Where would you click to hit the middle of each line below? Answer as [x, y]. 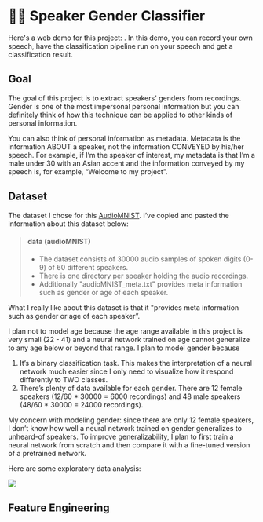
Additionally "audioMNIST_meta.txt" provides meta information [141, 284]
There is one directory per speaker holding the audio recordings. [144, 276]
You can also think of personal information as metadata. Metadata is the [124, 138]
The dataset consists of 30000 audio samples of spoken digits [140, 259]
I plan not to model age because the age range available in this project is [126, 331]
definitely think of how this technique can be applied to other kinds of [121, 115]
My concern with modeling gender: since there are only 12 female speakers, [131, 420]
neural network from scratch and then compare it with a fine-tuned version [129, 445]
